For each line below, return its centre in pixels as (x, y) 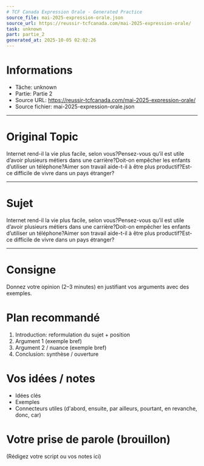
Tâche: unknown (36, 87)
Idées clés (28, 395)
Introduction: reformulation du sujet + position (73, 335)
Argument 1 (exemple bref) (48, 341)
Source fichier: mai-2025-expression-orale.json (75, 106)
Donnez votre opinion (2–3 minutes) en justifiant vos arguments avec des (98, 287)
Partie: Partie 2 (34, 93)
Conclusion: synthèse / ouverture (57, 354)
